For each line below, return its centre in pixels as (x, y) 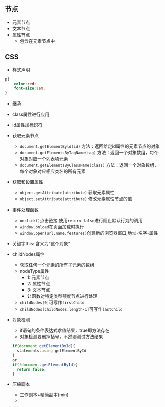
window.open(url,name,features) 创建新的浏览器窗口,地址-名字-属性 (89, 233)
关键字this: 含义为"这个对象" (41, 244)
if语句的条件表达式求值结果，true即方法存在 (64, 330)
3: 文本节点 (39, 290)
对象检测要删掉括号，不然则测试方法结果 (61, 337)
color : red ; (25, 84)
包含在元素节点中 (37, 41)
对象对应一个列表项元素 (44, 159)
